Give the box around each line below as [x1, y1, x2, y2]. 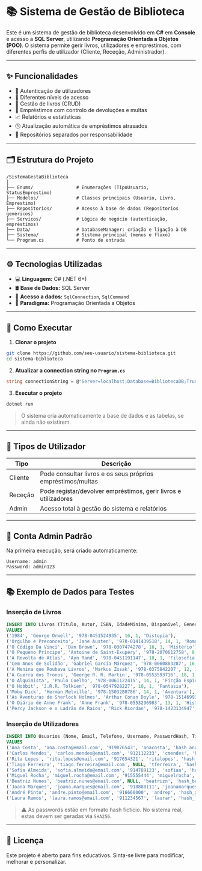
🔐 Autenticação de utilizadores [14, 87, 91, 94]
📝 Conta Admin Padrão [6, 531, 93, 541]
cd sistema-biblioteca [6, 356, 63, 362]
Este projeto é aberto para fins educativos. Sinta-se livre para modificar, [6, 851, 185, 859]
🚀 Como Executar [6, 322, 73, 333]
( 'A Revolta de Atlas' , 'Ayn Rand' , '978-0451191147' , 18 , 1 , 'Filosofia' [6, 655, 198, 661]
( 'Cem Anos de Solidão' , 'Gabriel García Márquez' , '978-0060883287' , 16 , [6, 661, 198, 667]
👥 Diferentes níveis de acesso [14, 93, 89, 101]
